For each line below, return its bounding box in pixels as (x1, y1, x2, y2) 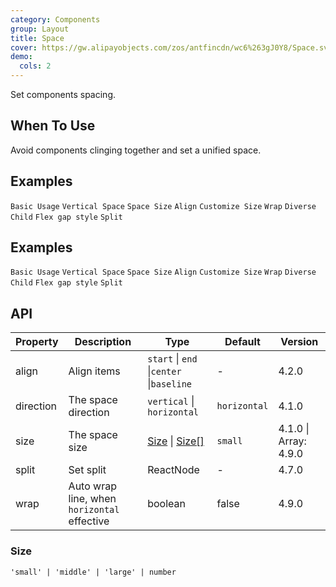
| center (147, 364, 182, 378)
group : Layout (10, 24, 70, 34)
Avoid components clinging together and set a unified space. (10, 144, 262, 156)
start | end (147, 352, 198, 366)
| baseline (147, 377, 193, 391)
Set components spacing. (10, 89, 116, 100)
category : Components (10, 14, 101, 25)
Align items (68, 364, 121, 378)
